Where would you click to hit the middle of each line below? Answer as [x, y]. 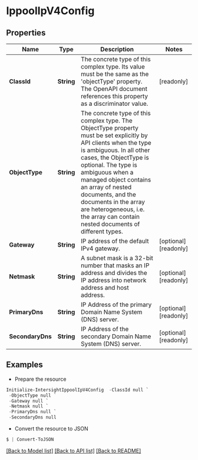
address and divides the [114, 273]
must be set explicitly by [114, 135]
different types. [102, 231]
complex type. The [106, 121]
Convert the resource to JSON [51, 429]
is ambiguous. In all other [115, 150]
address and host [105, 288]
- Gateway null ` [29, 401]
